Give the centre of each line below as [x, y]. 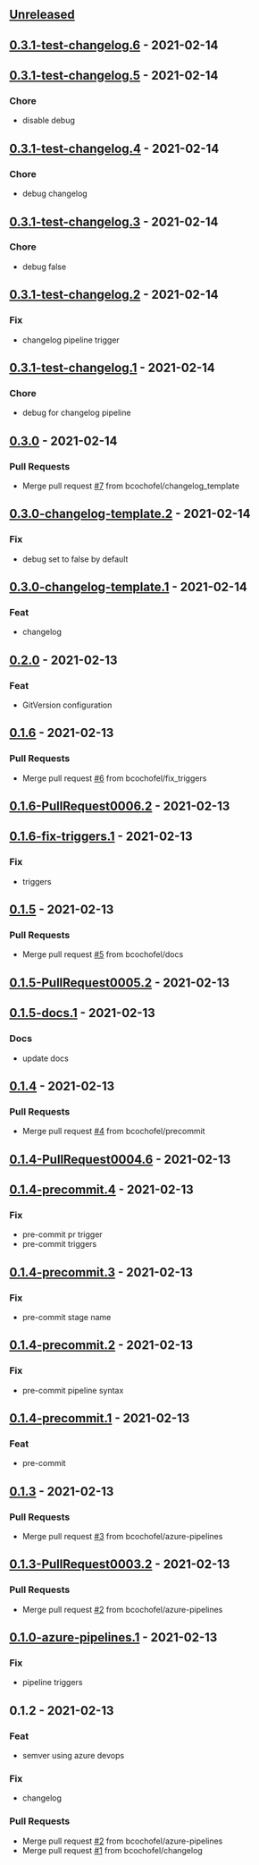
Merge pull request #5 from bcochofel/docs [103, 954]
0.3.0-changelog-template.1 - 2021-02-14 [128, 586]
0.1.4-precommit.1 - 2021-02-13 [100, 1418]
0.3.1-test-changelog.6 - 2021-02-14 [114, 45]
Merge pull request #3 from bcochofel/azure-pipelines [122, 1537]
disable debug [49, 121]
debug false [44, 267]
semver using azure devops [73, 1756]
